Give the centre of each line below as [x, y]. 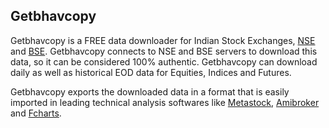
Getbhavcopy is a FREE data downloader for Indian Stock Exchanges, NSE [163, 40]
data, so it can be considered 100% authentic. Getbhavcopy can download [164, 61]
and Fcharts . [36, 113]
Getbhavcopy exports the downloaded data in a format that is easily [150, 91]
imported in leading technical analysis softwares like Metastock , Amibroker [165, 102]
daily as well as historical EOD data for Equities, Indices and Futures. [151, 72]
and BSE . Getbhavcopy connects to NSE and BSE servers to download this [164, 51]
